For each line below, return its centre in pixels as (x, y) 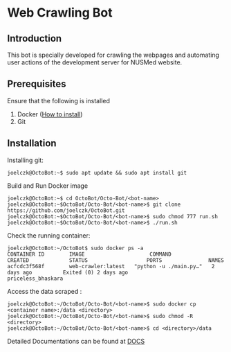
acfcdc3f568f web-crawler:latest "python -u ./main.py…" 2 (111, 266)
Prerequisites (37, 84)
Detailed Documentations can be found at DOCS (76, 341)
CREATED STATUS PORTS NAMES (116, 260)
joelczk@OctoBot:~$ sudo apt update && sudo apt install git (97, 173)
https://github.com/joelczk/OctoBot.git (66, 210)
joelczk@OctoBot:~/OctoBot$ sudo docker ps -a (75, 248)
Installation (32, 143)
